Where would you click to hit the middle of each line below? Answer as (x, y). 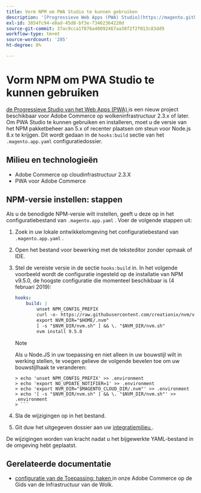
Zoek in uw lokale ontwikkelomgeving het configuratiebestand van (97, 232)
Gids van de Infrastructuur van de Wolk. (64, 485)
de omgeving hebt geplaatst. (42, 445)
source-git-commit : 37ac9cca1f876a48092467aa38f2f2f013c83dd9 (85, 28)
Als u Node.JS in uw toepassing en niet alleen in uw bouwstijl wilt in (98, 355)
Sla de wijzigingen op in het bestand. (60, 415)
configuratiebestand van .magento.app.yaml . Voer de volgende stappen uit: (99, 220)
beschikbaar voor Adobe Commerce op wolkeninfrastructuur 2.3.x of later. (98, 116)
